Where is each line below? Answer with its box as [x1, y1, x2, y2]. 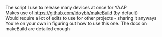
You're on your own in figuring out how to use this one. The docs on [5, 20, 147, 26]
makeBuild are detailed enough [5, 26, 70, 32]
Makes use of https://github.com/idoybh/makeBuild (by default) [5, 10, 138, 16]
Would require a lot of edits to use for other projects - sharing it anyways [5, 15, 157, 21]
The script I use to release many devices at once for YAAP [5, 5, 127, 10]
